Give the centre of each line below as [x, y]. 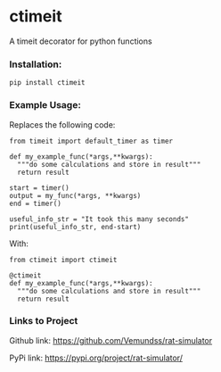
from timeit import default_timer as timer [91, 141]
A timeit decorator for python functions [81, 41]
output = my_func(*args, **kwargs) [75, 195]
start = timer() [39, 188]
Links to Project [44, 321]
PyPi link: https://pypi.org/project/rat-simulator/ [96, 358]
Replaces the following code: [62, 124]
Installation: [36, 64]
